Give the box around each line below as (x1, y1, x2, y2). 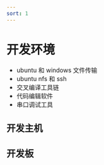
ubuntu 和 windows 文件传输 (16, 66, 98, 74)
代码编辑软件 (16, 91, 53, 100)
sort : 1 (6, 10, 29, 17)
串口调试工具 (16, 100, 53, 109)
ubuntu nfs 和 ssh (16, 74, 67, 82)
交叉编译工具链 (16, 83, 59, 91)
